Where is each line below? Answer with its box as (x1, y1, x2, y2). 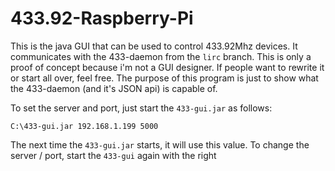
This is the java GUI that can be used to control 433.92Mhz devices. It (10, 40, 298, 52)
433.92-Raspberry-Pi (10, 7, 194, 30)
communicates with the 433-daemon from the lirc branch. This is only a (10, 50, 312, 62)
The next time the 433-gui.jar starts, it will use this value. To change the (10, 138, 310, 151)
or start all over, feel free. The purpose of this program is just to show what (10, 72, 319, 84)
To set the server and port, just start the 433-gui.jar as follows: (10, 102, 273, 114)
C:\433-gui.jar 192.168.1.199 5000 (10, 121, 159, 131)
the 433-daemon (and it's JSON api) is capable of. (10, 82, 218, 94)
